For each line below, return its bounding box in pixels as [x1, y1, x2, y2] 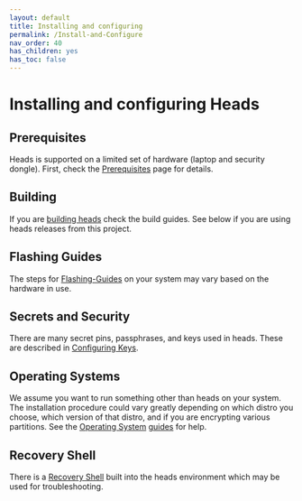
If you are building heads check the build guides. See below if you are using [9, 213, 291, 224]
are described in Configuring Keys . [9, 342, 139, 353]
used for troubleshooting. [9, 481, 104, 492]
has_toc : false [9, 55, 67, 64]
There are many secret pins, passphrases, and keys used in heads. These [9, 333, 284, 344]
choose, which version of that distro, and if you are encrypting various [9, 412, 270, 422]
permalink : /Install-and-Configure [9, 30, 143, 39]
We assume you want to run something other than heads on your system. [9, 393, 282, 404]
